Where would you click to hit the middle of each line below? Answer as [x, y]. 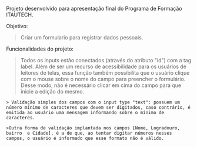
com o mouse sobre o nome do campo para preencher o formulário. [103, 79]
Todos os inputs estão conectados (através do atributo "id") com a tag [106, 60]
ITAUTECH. [20, 15]
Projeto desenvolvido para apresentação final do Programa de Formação [94, 9]
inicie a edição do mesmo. [52, 91]
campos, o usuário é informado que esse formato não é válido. [85, 138]
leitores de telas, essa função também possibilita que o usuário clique [105, 73]
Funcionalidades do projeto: [40, 49]
